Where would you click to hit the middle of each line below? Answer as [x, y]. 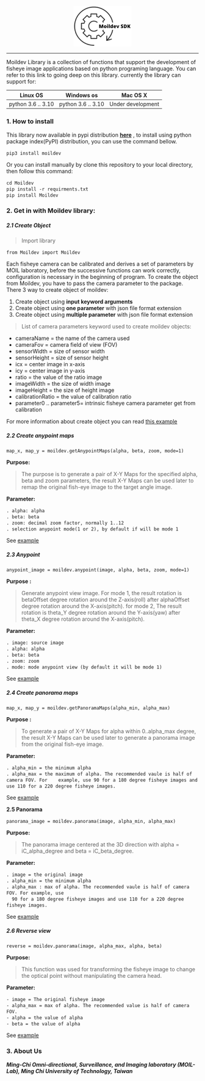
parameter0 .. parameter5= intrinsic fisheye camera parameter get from [105, 403]
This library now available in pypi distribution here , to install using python [99, 135]
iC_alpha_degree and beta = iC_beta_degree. [77, 851]
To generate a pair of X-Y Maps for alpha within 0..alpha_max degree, [109, 731]
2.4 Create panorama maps [42, 692]
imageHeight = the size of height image [65, 390]
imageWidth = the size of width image [63, 384]
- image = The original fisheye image [56, 1000]
